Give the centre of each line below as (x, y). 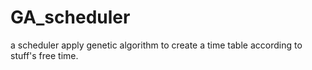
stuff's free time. (44, 55)
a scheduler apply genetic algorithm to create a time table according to (156, 45)
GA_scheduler (70, 17)
